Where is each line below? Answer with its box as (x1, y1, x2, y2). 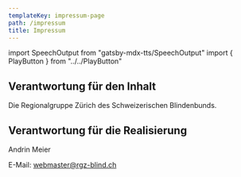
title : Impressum (8, 26, 66, 34)
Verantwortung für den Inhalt (8, 79, 157, 93)
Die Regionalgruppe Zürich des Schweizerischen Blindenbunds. (8, 101, 217, 110)
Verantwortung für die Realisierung (8, 124, 188, 137)
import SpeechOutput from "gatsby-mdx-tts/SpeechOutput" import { (8, 48, 233, 58)
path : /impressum (8, 19, 66, 27)
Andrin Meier (8, 144, 52, 154)
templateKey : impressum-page (8, 11, 105, 20)
